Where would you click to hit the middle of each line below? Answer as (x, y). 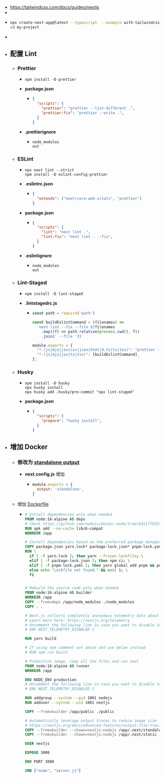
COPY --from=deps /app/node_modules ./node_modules (80, 602)
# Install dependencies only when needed (68, 514)
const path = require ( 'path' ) (64, 313)
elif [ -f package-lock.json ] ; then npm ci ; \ (80, 560)
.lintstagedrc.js (41, 303)
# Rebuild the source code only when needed (72, 588)
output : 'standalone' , (60, 489)
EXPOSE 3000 (37, 753)
